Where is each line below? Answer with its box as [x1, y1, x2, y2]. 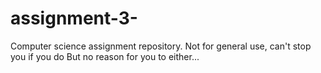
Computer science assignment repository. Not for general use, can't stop [10, 40, 312, 52]
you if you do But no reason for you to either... [10, 50, 200, 62]
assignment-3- [10, 7, 138, 30]
